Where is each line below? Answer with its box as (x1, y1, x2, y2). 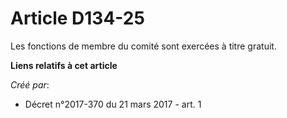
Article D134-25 (10, 7, 145, 30)
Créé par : (10, 78, 50, 91)
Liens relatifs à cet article (10, 59, 118, 71)
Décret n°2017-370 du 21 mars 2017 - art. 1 (24, 98, 202, 110)
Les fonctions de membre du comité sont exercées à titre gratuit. (10, 40, 277, 52)
